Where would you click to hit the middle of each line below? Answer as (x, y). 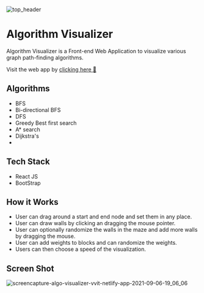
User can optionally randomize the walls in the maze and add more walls (106, 230)
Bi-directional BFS (38, 109)
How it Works (32, 202)
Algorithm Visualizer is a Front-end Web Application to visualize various (96, 51)
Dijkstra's (27, 136)
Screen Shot (30, 268)
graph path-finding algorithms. (45, 57)
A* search (28, 129)
